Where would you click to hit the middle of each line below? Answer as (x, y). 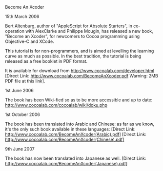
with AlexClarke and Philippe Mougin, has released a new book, (89, 31)
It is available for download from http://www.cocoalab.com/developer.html (80, 71)
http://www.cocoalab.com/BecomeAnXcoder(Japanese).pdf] (66, 163)
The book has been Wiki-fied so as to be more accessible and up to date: (79, 100)
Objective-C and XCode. (30, 41)
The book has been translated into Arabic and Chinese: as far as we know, (80, 124)
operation (15, 31)
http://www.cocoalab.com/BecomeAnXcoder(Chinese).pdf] (65, 139)
